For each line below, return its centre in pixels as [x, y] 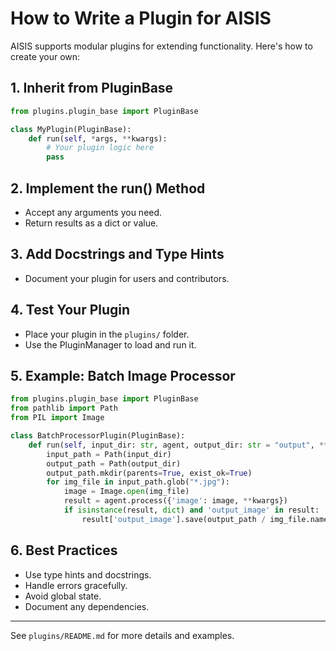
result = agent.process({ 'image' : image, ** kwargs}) [175, 501]
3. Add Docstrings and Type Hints [117, 254]
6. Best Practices [64, 550]
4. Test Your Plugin [70, 310]
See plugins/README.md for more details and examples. [122, 635]
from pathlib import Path [64, 408]
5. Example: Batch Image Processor [123, 375]
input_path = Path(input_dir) [109, 454]
